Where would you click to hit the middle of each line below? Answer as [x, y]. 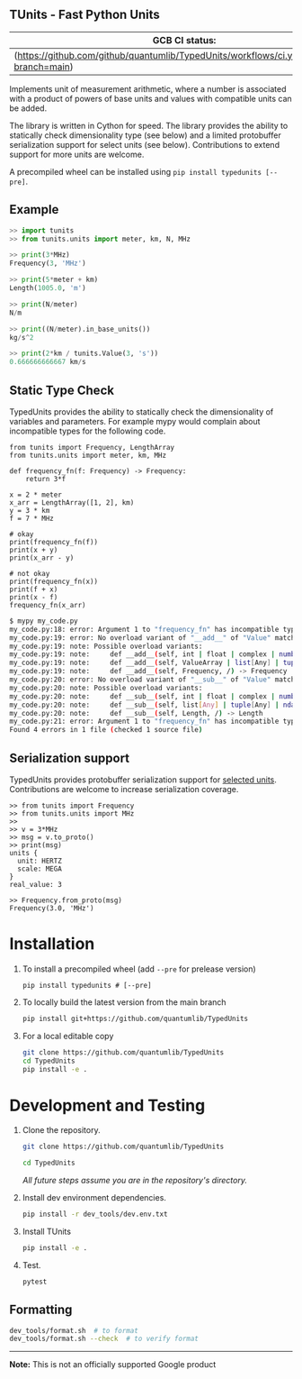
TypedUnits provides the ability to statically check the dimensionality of [142, 411]
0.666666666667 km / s [48, 362]
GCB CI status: [184, 40]
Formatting [41, 1310]
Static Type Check [62, 390]
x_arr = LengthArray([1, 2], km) [72, 502]
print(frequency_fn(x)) [54, 581]
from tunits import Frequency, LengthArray [92, 447]
